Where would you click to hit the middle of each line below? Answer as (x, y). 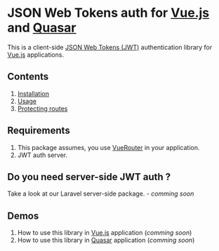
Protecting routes (42, 108)
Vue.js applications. (36, 55)
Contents (28, 77)
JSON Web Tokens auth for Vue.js (108, 13)
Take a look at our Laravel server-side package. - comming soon (101, 194)
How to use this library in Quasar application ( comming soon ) (106, 240)
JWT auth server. (42, 155)
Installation (33, 93)
